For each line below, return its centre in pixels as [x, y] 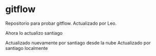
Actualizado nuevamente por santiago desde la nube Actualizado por [78, 43]
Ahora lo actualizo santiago [34, 33]
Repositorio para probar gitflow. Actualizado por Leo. [61, 23]
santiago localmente [27, 48]
